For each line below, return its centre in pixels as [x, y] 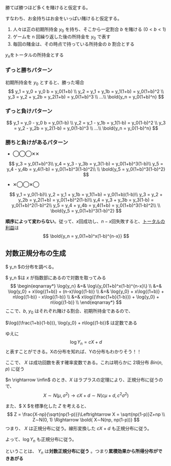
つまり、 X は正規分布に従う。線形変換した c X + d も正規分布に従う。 [79, 429]
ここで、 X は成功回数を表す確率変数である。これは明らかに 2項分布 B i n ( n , [84, 363]
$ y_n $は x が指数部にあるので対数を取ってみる [56, 278]
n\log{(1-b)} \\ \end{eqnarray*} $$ [86, 302]
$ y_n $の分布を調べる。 [31, 267]
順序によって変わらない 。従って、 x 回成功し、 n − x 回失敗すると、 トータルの [85, 221]
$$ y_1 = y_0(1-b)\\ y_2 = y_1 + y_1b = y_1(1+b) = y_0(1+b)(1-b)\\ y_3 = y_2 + [86, 195]
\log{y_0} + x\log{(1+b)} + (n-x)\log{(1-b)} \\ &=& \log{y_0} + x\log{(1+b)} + [86, 291]
